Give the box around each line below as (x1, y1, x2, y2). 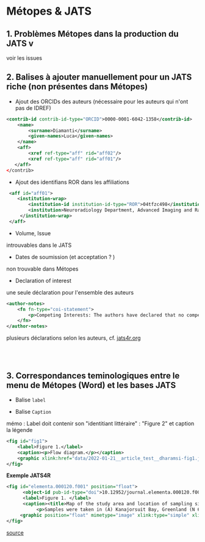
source (6, 529, 24, 536)
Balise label (15, 396, 46, 403)
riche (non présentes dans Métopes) (6, 81, 148, 92)
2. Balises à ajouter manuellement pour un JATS (6, 72, 192, 82)
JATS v (6, 38, 34, 48)
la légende (6, 427, 33, 433)
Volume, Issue (15, 229, 51, 236)
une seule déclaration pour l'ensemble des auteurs (6, 288, 134, 296)
